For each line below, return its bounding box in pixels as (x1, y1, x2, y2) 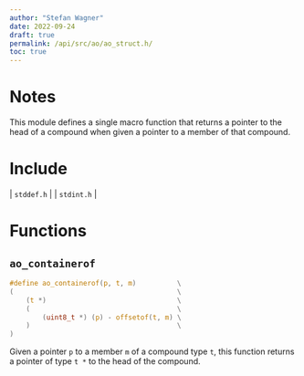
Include (9, 159, 68, 179)
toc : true (9, 47, 47, 57)
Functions (9, 221, 87, 242)
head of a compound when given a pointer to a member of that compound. (9, 127, 290, 138)
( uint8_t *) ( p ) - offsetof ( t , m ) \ (42, 312, 182, 322)
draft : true (9, 30, 55, 39)
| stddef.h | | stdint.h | (9, 189, 98, 199)
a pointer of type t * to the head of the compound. (9, 356, 201, 367)
